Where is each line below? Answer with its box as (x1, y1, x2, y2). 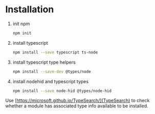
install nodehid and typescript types (12, 78, 88, 84)
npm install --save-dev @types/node (12, 69, 91, 74)
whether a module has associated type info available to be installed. (5, 103, 148, 109)
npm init (12, 30, 32, 35)
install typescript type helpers (12, 59, 76, 65)
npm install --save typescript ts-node (12, 50, 98, 55)
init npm (12, 21, 30, 27)
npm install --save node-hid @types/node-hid (12, 88, 112, 93)
